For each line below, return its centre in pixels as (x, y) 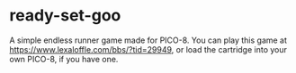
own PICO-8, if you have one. (64, 59)
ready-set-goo (65, 16)
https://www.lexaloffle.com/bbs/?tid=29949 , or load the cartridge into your (148, 49)
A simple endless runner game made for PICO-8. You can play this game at (148, 40)
